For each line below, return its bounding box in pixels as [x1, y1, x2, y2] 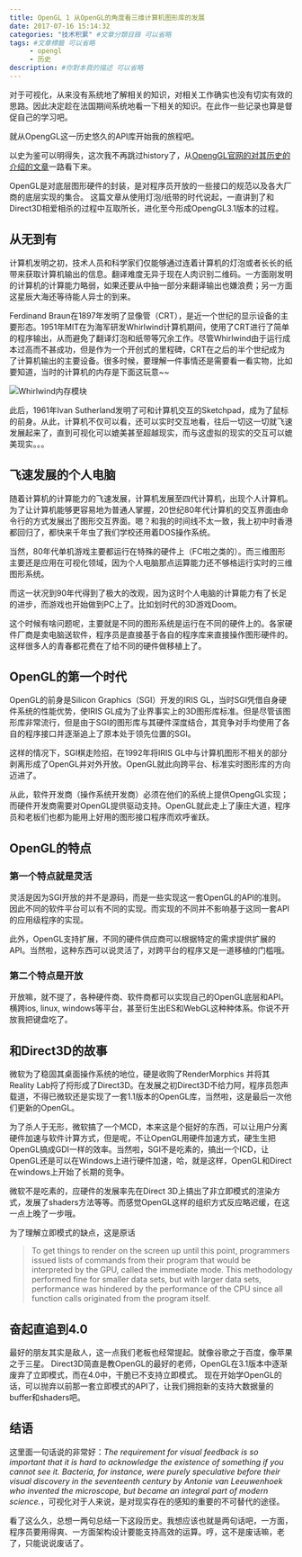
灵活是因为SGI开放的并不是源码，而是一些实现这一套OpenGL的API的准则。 [9, 892, 286, 903]
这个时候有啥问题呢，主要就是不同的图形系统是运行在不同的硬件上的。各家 [9, 617, 285, 628]
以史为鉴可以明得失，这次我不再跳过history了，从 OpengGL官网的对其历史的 [9, 149, 290, 160]
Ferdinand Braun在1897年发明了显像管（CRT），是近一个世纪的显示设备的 [9, 310, 281, 320]
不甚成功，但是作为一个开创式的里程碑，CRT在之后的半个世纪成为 [40, 344, 286, 355]
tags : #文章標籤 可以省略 [9, 38, 96, 48]
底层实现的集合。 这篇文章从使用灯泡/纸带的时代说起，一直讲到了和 [24, 191, 274, 202]
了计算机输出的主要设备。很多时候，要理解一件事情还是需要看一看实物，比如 [9, 355, 293, 365]
